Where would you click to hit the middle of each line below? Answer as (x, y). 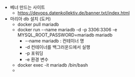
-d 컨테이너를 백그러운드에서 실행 (57, 47)
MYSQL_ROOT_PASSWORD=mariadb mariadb (65, 35)
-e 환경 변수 (37, 59)
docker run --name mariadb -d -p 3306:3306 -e (67, 30)
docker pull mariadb (38, 24)
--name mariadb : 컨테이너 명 (54, 41)
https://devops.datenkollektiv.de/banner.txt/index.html (74, 13)
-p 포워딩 (34, 53)
